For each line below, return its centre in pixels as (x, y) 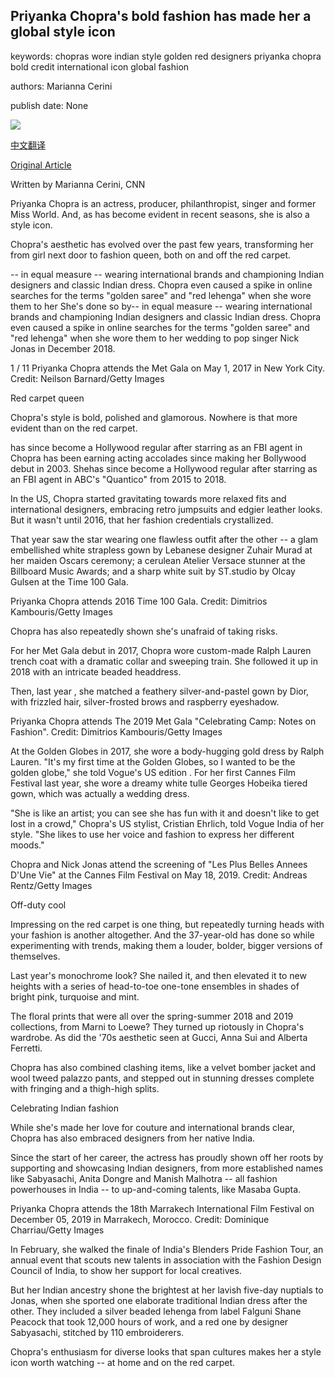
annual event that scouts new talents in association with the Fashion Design (166, 1260)
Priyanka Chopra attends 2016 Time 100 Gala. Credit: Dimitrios (139, 601)
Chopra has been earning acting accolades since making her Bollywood (158, 458)
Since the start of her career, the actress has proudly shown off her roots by (167, 1157)
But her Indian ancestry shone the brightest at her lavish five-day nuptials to (167, 1290)
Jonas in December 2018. (63, 348)
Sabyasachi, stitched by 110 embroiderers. (97, 1332)
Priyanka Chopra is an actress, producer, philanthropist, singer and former (163, 203)
